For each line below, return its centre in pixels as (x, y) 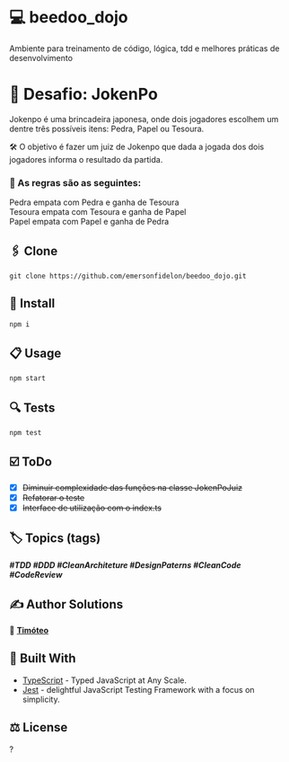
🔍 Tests (32, 408)
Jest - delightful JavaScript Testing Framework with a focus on (138, 689)
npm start (28, 378)
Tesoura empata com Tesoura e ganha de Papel (98, 212)
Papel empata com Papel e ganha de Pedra (89, 222)
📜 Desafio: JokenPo (84, 94)
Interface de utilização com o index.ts (92, 508)
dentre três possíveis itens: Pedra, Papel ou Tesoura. (107, 128)
